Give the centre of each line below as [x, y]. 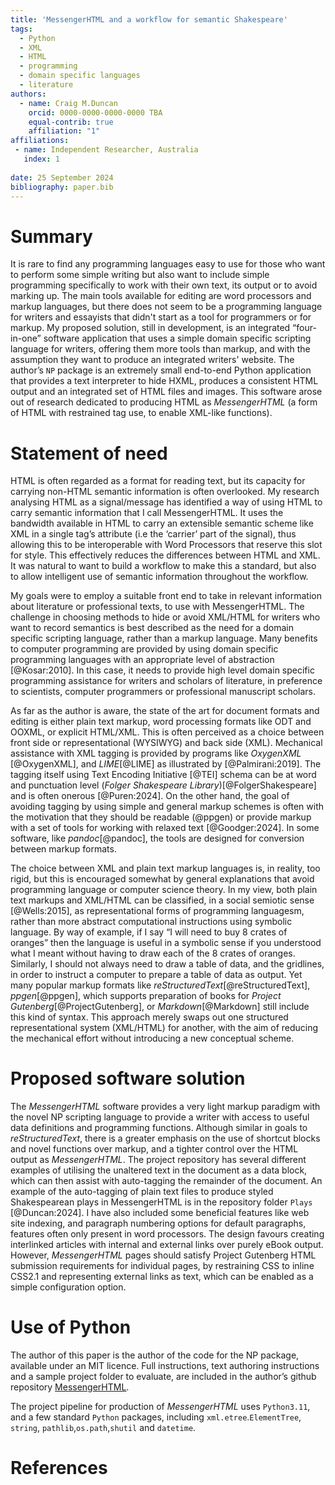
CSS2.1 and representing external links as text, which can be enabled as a [162, 1277]
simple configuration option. [68, 1287]
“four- [304, 328]
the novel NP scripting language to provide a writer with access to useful [160, 1117]
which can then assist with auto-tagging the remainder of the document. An [166, 1181]
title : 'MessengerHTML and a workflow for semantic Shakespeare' [149, 19]
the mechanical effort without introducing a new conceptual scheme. [152, 1038]
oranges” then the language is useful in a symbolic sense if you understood [166, 943]
